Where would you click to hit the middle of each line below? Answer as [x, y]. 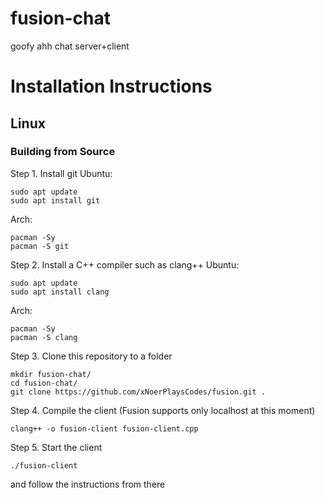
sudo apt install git [55, 200]
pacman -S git [40, 246]
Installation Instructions [111, 86]
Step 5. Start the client [56, 447]
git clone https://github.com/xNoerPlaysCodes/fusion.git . [138, 392]
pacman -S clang [44, 337]
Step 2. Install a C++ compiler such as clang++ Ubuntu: [125, 264]
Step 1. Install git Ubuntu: [61, 173]
